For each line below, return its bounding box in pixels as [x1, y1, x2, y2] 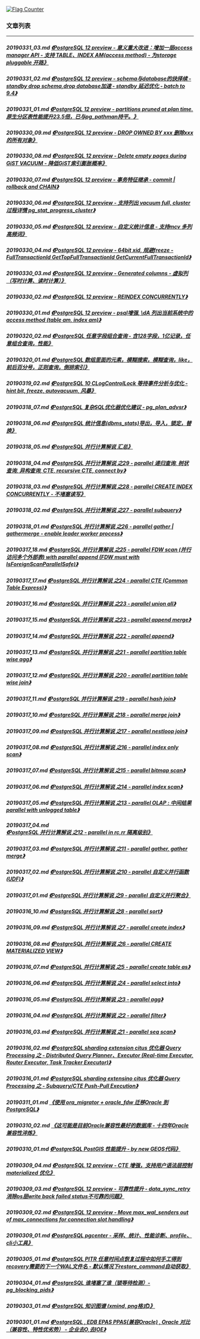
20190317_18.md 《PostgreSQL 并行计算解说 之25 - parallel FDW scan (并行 [6, 546, 192, 553]
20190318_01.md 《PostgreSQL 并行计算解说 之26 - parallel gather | [6, 523, 174, 530]
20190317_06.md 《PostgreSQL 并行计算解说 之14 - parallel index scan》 [6, 783, 183, 790]
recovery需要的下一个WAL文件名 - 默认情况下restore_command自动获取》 [6, 1263, 192, 1270]
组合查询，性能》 [11, 340, 54, 347]
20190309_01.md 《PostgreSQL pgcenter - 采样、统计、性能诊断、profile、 [6, 1232, 192, 1239]
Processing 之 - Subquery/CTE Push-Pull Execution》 [6, 1082, 139, 1090]
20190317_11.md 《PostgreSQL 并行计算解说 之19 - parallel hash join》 [6, 695, 176, 702]
